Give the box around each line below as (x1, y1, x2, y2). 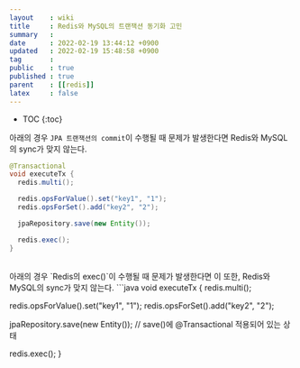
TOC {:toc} (22, 114, 63, 124)
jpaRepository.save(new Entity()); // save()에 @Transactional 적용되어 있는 (9, 318, 281, 329)
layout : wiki (9, 13, 75, 23)
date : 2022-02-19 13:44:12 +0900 (9, 38, 159, 48)
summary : (9, 30, 54, 39)
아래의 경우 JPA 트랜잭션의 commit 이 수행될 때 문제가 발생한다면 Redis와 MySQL (9, 132, 288, 143)
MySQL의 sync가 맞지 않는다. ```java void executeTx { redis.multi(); (9, 281, 252, 293)
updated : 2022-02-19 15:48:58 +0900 (9, 47, 159, 56)
